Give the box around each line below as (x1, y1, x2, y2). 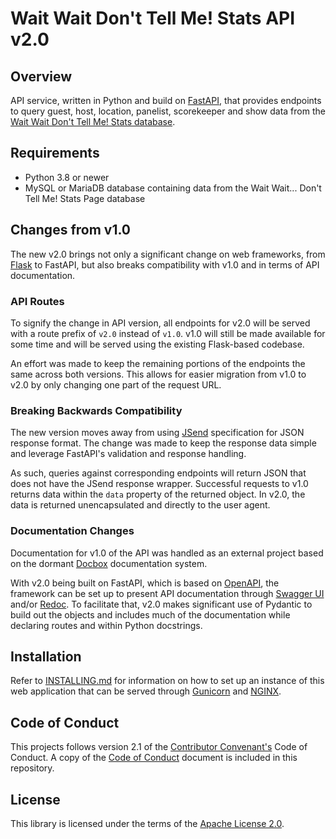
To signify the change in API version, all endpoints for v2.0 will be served (10, 317, 311, 329)
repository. (10, 762, 55, 774)
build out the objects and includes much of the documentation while (10, 608, 291, 621)
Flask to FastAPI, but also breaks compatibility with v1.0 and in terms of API (10, 258, 320, 271)
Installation (10, 648, 82, 665)
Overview (10, 68, 73, 85)
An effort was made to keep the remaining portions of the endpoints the (10, 357, 306, 369)
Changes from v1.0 (10, 222, 132, 239)
